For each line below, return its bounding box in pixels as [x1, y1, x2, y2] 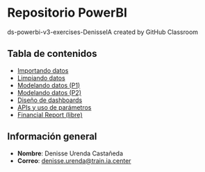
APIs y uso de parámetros [17, 103, 92, 112]
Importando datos [17, 66, 69, 74]
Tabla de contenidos [7, 48, 97, 60]
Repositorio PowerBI [7, 5, 127, 21]
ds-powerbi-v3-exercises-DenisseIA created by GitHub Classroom [7, 28, 199, 36]
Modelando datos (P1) [17, 81, 81, 89]
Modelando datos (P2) [17, 88, 82, 96]
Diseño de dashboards [17, 96, 83, 104]
